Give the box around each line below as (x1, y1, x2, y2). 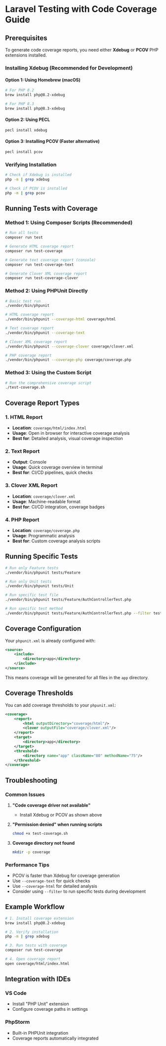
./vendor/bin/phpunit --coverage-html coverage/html (5, 317, 116, 322)
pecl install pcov (5, 149, 43, 154)
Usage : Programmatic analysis (12, 532, 75, 538)
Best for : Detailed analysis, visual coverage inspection (12, 435, 124, 442)
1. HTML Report (5, 413, 43, 420)
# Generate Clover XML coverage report (5, 271, 87, 276)
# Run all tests (5, 231, 39, 235)
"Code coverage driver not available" (12, 802, 91, 808)
